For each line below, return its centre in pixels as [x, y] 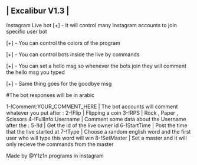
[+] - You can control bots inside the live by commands [73, 54]
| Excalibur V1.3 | [38, 11]
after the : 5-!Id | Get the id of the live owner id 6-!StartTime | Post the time [97, 125]
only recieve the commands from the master [60, 144]
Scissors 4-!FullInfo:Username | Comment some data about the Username [96, 119]
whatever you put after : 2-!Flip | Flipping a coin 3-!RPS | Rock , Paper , [92, 112]
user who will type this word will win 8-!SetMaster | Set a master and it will [96, 138]
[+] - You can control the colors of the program [63, 43]
